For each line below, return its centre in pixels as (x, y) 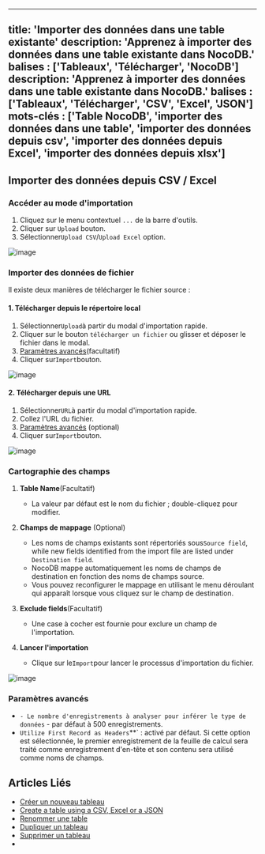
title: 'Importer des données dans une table (116, 30)
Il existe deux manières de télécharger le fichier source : (99, 290)
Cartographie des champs (59, 471)
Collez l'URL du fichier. (57, 418)
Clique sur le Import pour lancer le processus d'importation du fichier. (142, 663)
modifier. (46, 512)
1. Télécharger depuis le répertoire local (74, 308)
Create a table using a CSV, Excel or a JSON (91, 811)
